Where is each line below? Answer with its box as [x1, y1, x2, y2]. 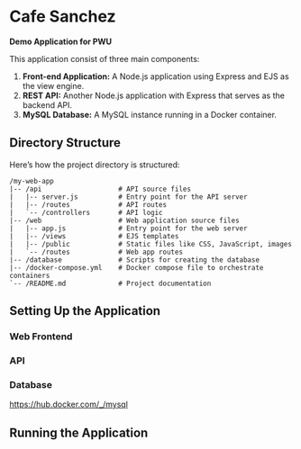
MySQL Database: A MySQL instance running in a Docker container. [22, 109, 278, 120]
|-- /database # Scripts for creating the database [9, 255, 260, 265]
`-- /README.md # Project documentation [9, 279, 212, 288]
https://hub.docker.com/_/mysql [9, 399, 129, 410]
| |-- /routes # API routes [9, 200, 168, 209]
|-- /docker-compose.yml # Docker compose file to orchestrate [9, 263, 264, 272]
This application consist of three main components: [9, 53, 200, 64]
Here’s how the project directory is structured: [9, 159, 180, 170]
